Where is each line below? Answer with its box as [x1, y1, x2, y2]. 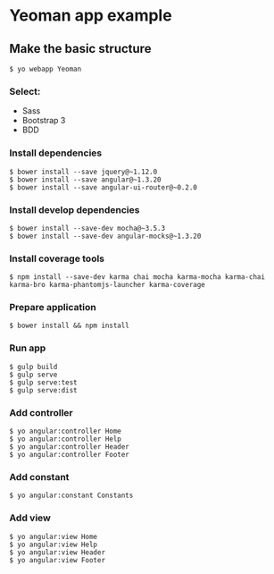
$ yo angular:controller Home [9, 426, 122, 436]
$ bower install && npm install [9, 321, 129, 331]
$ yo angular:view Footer [9, 555, 105, 564]
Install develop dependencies [9, 203, 140, 215]
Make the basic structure [9, 41, 152, 56]
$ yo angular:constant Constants [9, 491, 134, 501]
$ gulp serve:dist [9, 385, 78, 394]
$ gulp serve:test [9, 377, 78, 387]
